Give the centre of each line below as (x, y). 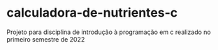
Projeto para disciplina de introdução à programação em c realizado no (109, 32)
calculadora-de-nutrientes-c (92, 13)
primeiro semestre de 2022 (46, 39)
